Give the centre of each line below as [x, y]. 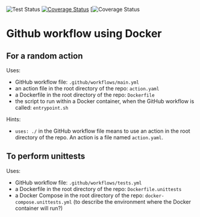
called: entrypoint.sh [42, 108]
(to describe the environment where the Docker [132, 201]
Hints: [14, 119]
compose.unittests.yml [43, 202]
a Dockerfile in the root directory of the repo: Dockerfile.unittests [98, 189]
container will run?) [39, 208]
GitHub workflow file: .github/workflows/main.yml [77, 82]
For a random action [45, 56]
